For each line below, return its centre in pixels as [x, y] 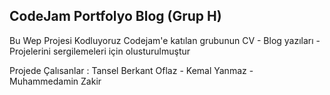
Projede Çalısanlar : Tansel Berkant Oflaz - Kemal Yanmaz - [131, 70]
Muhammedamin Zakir [55, 81]
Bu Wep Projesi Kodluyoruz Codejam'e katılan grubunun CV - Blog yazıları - [165, 40]
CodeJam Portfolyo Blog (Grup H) [115, 16]
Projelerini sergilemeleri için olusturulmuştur [100, 51]
